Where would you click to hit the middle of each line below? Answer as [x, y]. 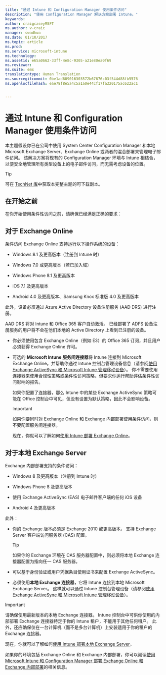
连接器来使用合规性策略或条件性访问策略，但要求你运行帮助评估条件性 [84, 376]
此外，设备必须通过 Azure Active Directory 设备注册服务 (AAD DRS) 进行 [79, 307]
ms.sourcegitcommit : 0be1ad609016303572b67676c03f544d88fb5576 [72, 79]
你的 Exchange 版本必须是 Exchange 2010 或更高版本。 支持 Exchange [84, 529]
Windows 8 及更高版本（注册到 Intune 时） [56, 476]
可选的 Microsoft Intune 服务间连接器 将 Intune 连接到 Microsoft [77, 357]
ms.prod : [14, 47]
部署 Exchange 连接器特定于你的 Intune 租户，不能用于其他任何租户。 [80, 621]
